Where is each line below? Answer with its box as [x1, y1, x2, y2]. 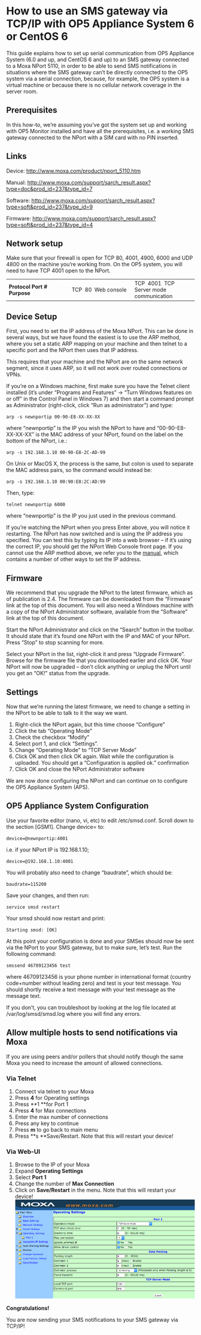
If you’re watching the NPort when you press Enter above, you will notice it [6, 524, 190, 531]
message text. [6, 992, 41, 999]
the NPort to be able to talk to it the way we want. [6, 709, 128, 717]
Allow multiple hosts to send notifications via [6, 1027, 178, 1038]
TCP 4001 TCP [134, 280, 175, 287]
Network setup [6, 238, 63, 248]
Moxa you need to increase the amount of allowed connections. [6, 1059, 163, 1066]
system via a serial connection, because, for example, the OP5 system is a [6, 75, 190, 82]
